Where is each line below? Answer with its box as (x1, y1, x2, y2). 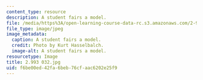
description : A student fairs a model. (6, 14, 107, 20)
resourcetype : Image (6, 54, 59, 60)
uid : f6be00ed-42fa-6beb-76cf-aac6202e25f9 (6, 64, 118, 71)
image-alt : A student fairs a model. (11, 48, 107, 54)
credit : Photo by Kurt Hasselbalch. (11, 43, 104, 49)
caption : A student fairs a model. (11, 37, 101, 43)
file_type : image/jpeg (6, 25, 63, 32)
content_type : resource (6, 8, 66, 15)
